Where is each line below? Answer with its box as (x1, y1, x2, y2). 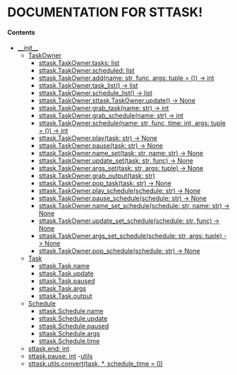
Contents (7, 28, 35, 36)
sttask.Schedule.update (38, 314, 108, 323)
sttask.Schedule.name (38, 307, 104, 316)
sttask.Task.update (38, 270, 94, 278)
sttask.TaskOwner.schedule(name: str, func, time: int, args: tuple (38, 119, 226, 127)
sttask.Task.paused (38, 277, 95, 285)
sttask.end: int (28, 345, 70, 353)
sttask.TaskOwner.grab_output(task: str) (38, 171, 155, 180)
